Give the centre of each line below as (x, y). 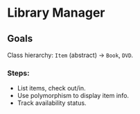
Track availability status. (52, 103)
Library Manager (56, 13)
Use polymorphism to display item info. (73, 96)
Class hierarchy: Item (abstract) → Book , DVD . (70, 55)
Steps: (18, 73)
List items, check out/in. (51, 88)
